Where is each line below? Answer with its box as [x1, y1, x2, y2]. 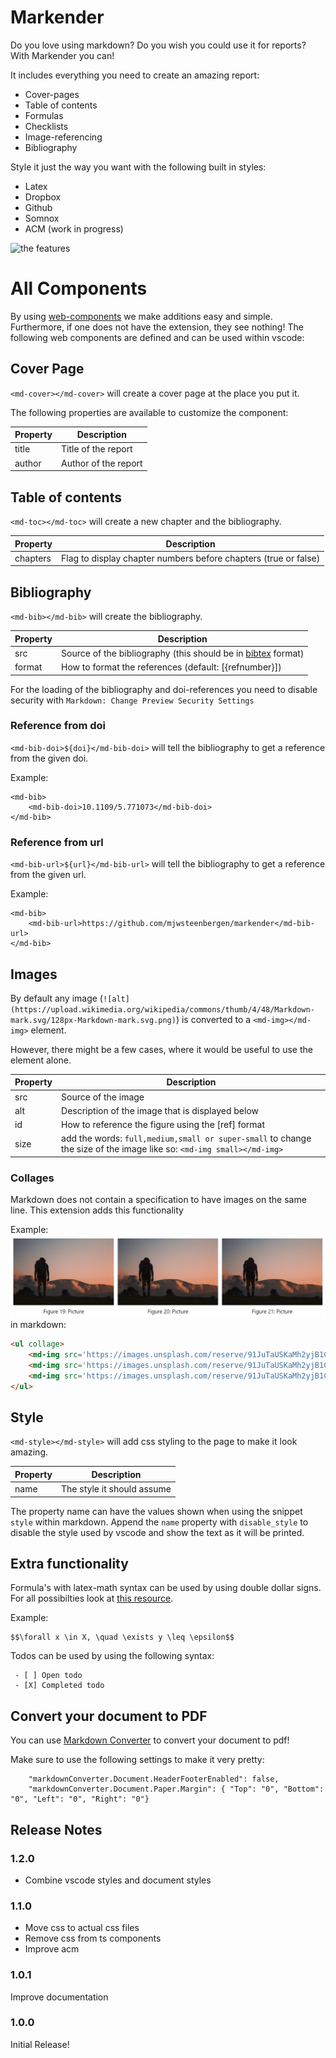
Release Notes [10, 1821, 103, 1838]
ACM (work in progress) [24, 222, 124, 235]
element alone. [10, 1054, 72, 1066]
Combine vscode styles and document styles [24, 1874, 212, 1886]
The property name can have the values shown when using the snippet [10, 1505, 303, 1517]
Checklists [24, 120, 69, 132]
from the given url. [10, 869, 87, 881]
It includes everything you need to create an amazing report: [10, 69, 260, 81]
